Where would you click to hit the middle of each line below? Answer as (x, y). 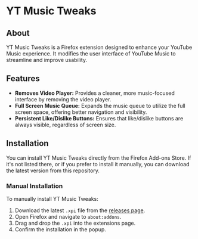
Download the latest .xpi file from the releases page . (80, 210)
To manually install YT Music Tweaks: (52, 198)
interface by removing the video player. (63, 99)
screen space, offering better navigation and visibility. (81, 112)
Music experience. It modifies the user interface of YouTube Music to (91, 54)
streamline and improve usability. (47, 60)
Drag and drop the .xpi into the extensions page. (75, 223)
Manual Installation (35, 186)
